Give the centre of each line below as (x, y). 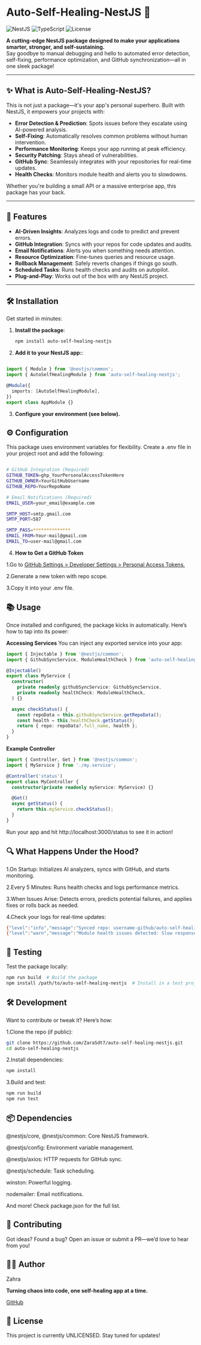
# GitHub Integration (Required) (48, 470)
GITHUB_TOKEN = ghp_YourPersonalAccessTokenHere (65, 475)
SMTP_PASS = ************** (38, 530)
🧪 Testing (24, 952)
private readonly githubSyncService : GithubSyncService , (89, 688)
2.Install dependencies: (35, 1060)
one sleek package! (31, 66)
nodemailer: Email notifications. (45, 1194)
